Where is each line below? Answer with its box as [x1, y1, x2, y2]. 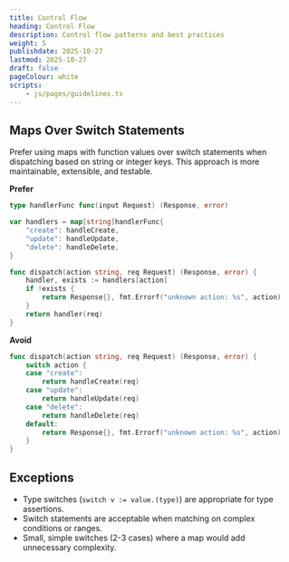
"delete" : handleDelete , [25, 242, 120, 252]
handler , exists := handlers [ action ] [25, 276, 169, 286]
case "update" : [25, 386, 83, 395]
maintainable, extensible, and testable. [9, 166, 153, 177]
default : [25, 419, 59, 429]
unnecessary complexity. [22, 542, 117, 553]
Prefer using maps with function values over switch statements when [9, 147, 267, 158]
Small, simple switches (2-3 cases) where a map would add [22, 532, 246, 543]
